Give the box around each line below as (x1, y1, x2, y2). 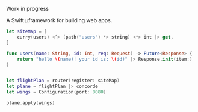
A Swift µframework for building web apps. (6, 17, 113, 23)
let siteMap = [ (6, 28, 47, 34)
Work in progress (6, 5, 49, 12)
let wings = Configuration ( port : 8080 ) (6, 89, 107, 95)
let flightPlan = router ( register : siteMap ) (6, 78, 120, 84)
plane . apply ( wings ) (6, 99, 55, 106)
